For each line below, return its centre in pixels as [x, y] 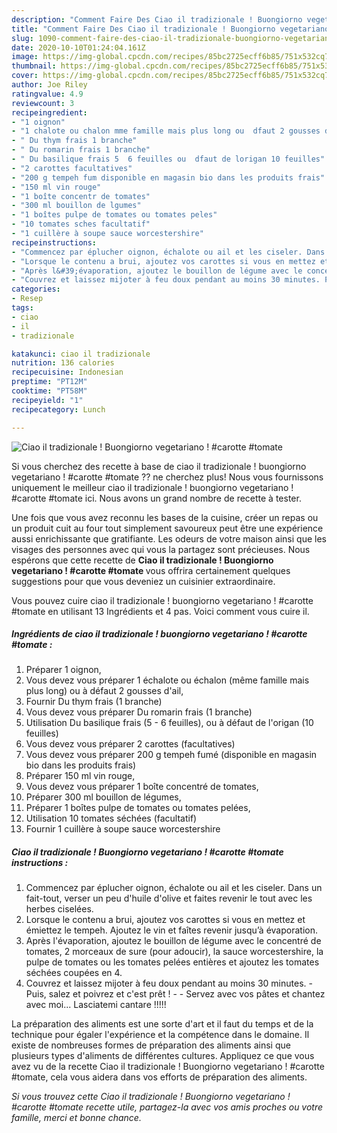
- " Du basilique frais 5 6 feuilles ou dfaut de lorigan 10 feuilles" [168, 159]
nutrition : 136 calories [63, 363]
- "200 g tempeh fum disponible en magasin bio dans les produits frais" [168, 177]
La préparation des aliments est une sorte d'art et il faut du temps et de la [162, 1024]
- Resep [27, 299]
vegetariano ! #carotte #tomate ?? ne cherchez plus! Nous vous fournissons [167, 477]
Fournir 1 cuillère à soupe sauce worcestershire [123, 829]
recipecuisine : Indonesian [67, 372]
